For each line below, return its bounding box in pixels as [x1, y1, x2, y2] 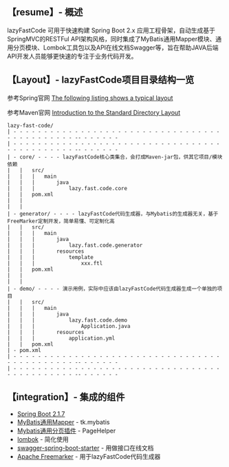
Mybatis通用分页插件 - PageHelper [17, 426, 116, 435]
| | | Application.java [7, 322, 131, 329]
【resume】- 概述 [7, 6, 83, 19]
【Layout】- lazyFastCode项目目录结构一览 [7, 74, 195, 86]
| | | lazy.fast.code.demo [7, 316, 128, 324]
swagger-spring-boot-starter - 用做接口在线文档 [17, 444, 154, 453]
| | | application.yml [7, 335, 116, 342]
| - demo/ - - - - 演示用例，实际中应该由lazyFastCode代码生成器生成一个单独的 [7, 285, 218, 292]
